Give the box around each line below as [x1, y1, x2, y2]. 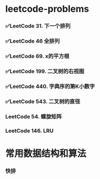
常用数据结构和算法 [5, 148, 87, 159]
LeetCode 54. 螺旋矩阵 [5, 113, 62, 120]
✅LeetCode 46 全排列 [5, 38, 60, 45]
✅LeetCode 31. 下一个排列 [5, 23, 71, 30]
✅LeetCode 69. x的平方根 [5, 52, 70, 60]
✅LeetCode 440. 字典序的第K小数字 [5, 83, 95, 90]
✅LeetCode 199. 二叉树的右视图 [5, 67, 85, 75]
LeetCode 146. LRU [5, 127, 54, 134]
